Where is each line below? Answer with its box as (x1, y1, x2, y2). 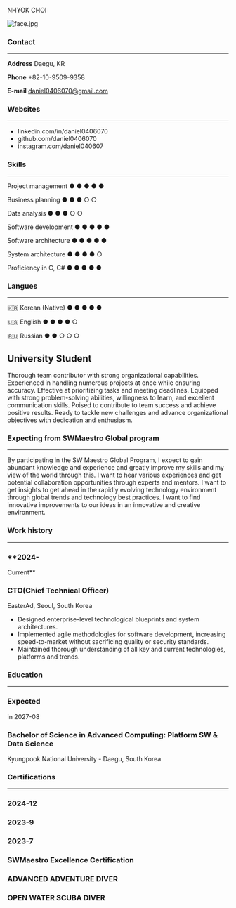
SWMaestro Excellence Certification (7, 855, 135, 865)
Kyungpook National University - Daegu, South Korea (7, 755, 162, 763)
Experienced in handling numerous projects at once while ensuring (7, 379, 201, 387)
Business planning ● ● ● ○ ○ (7, 195, 97, 204)
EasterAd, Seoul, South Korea (7, 602, 93, 610)
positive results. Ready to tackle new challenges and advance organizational (7, 409, 228, 416)
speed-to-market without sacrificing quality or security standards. (17, 638, 209, 646)
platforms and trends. (17, 652, 80, 661)
